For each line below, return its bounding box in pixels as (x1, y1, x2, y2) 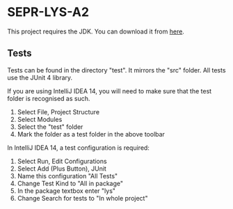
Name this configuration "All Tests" (17, 171, 118, 180)
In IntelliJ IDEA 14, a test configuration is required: (7, 144, 150, 152)
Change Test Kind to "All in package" (17, 179, 124, 187)
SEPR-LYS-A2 (7, 4, 89, 20)
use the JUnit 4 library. (7, 73, 73, 82)
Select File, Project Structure (17, 107, 99, 116)
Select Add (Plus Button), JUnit (17, 164, 106, 173)
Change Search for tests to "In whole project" (17, 194, 148, 202)
